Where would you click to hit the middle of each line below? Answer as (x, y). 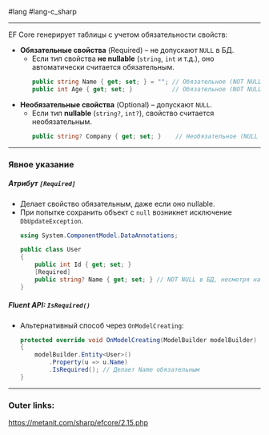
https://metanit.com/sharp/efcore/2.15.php (78, 423)
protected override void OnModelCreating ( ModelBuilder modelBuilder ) (139, 340)
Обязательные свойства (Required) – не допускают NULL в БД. (127, 50)
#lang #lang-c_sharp (43, 12)
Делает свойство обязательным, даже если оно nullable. (117, 203)
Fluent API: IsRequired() (49, 305)
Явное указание (41, 164)
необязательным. (62, 121)
